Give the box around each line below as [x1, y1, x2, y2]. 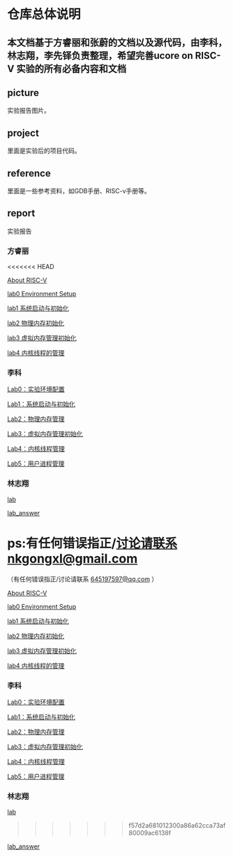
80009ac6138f [128, 829, 172, 837]
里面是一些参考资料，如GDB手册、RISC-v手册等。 [7, 187, 151, 195]
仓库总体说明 [7, 6, 82, 22]
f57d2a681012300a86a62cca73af [128, 821, 226, 830]
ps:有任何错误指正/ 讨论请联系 [7, 535, 178, 551]
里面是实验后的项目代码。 [7, 146, 81, 155]
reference [7, 167, 51, 179]
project [7, 127, 40, 139]
